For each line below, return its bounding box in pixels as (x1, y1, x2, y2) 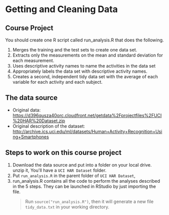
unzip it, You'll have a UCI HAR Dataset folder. (12, 167, 107, 173)
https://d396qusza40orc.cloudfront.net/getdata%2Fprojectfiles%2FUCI (12, 112, 162, 118)
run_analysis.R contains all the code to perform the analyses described (12, 178, 160, 184)
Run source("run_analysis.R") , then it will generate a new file (25, 198, 154, 204)
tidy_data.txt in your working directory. (25, 203, 109, 210)
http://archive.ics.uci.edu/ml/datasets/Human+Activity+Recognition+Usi (12, 128, 162, 134)
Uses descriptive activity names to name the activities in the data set (12, 63, 156, 69)
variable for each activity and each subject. (12, 79, 103, 85)
